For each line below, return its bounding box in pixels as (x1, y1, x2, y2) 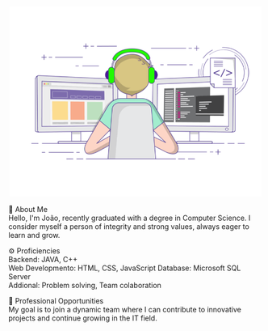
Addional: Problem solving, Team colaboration (8, 281, 161, 290)
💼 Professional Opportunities (8, 296, 104, 305)
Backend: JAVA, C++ (8, 255, 78, 264)
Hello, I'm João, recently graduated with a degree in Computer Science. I (8, 213, 251, 223)
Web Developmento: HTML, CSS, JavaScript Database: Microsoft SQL (8, 263, 241, 273)
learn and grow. (8, 231, 61, 240)
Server (8, 272, 31, 281)
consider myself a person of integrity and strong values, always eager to (8, 222, 250, 231)
